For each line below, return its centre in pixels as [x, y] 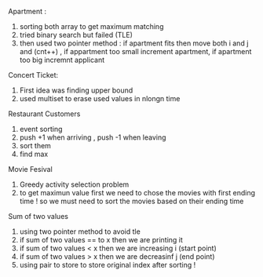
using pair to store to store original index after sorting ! [108, 265]
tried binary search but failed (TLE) [76, 35]
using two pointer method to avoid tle [80, 231]
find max [34, 154]
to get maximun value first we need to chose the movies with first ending [137, 193]
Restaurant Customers [44, 114]
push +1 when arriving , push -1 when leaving [93, 137]
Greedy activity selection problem [74, 184]
